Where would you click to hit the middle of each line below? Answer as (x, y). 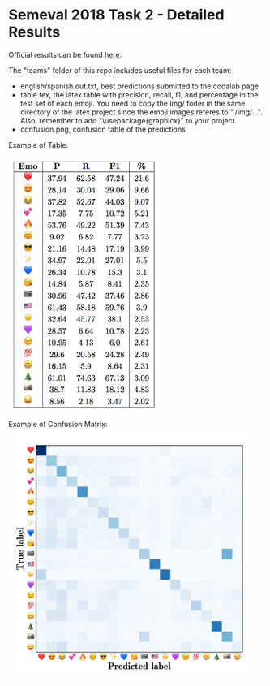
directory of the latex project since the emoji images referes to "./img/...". (141, 112)
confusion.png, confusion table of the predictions (103, 129)
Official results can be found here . (65, 54)
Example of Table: (39, 145)
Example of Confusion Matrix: (58, 425)
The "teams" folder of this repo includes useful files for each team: (120, 70)
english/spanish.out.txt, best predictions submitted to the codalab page (139, 86)
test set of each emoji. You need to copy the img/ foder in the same (133, 103)
